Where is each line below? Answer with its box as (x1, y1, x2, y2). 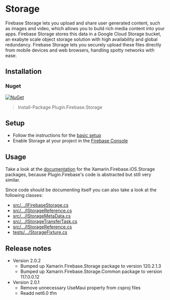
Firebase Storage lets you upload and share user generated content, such (5, 20, 161, 26)
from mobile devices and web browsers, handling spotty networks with (5, 47, 155, 53)
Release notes (5, 244, 52, 253)
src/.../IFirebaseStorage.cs (12, 202, 69, 208)
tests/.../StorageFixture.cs (12, 229, 68, 235)
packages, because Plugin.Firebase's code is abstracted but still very (5, 171, 152, 178)
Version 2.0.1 (12, 279, 40, 286)
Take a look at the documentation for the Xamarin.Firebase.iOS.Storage (5, 166, 155, 172)
